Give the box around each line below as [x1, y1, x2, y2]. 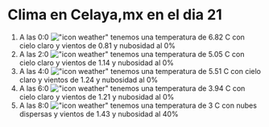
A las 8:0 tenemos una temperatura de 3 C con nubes [19, 100, 257, 110]
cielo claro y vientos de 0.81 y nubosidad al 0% [19, 40, 176, 50]
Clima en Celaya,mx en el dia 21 [7, 6, 222, 24]
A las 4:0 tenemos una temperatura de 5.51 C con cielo [19, 66, 261, 76]
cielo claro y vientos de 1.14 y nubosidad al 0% [19, 58, 175, 68]
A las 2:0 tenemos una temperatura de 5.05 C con [19, 49, 245, 59]
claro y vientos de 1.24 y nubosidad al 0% [19, 75, 159, 84]
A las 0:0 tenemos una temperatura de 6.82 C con [19, 32, 245, 42]
